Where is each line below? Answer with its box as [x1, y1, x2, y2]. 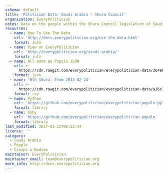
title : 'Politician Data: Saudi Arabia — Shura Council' [5, 12, 126, 17]
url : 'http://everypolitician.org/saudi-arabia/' [14, 49, 120, 54]
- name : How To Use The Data [9, 31, 70, 36]
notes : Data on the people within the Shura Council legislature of [5, 21, 151, 27]
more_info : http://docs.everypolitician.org [5, 161, 99, 166]
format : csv [14, 91, 39, 96]
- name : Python [9, 96, 41, 101]
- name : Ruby [9, 110, 37, 115]
